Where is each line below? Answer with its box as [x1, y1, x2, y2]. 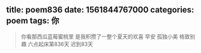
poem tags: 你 [6, 16, 59, 26]
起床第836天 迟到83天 [38, 40, 93, 48]
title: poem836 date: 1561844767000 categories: [6, 5, 194, 15]
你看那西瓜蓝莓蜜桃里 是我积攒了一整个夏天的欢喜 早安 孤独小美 [20, 33, 178, 40]
